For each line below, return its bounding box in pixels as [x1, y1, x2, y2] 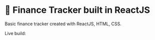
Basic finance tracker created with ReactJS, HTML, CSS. [5, 21, 121, 27]
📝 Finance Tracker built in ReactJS [5, 4, 150, 16]
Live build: [5, 30, 26, 36]
